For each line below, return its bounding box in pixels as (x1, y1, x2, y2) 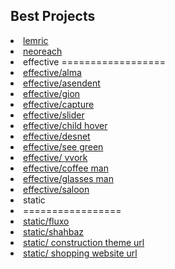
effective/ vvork (23, 151, 88, 163)
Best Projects (10, 8, 96, 25)
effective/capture (23, 98, 95, 110)
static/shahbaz (23, 225, 85, 238)
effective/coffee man (23, 162, 109, 174)
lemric (23, 34, 49, 46)
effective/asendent (23, 77, 101, 89)
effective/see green (23, 140, 104, 153)
